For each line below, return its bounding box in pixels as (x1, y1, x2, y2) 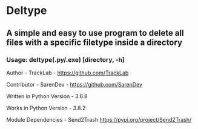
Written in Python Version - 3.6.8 (6, 92, 88, 100)
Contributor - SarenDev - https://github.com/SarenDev (6, 81, 143, 88)
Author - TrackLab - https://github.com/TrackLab (6, 69, 129, 76)
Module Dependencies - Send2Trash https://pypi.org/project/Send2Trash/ (6, 116, 192, 123)
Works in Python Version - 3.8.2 (6, 104, 86, 111)
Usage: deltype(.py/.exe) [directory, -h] (6, 55, 125, 64)
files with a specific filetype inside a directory (6, 37, 183, 47)
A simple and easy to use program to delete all (6, 28, 184, 38)
